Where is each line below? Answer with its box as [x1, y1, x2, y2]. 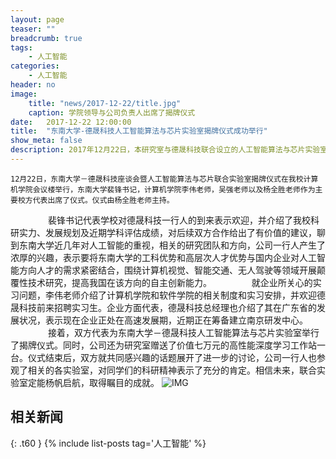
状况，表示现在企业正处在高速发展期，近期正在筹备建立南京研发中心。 [18, 314, 308, 326]
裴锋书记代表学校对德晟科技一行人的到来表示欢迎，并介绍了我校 [47, 214, 311, 226]
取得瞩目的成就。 [88, 376, 160, 388]
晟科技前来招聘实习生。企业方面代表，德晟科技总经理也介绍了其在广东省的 [10, 301, 317, 313]
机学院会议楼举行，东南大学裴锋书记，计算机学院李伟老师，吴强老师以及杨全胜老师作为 [10, 184, 316, 195]
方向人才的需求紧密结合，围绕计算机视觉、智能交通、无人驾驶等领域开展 [18, 264, 317, 276]
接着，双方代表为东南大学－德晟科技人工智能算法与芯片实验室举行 [47, 326, 320, 338]
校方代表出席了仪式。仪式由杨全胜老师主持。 [17, 195, 175, 205]
